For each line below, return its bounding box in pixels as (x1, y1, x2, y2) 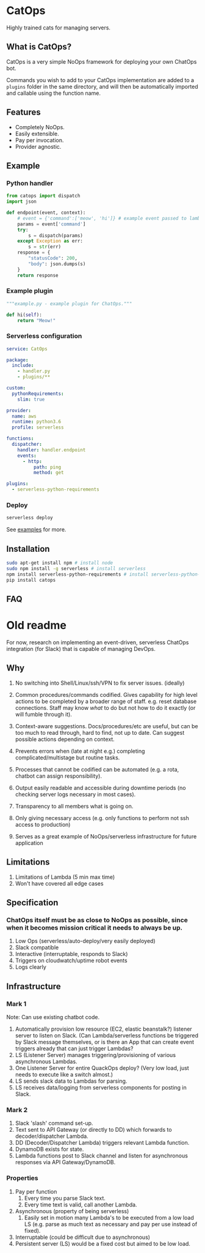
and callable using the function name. (6, 89, 101, 97)
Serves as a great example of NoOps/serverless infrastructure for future (15, 832, 197, 840)
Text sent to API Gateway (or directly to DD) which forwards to (15, 1126, 172, 1134)
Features (6, 107, 41, 118)
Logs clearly (15, 963, 47, 971)
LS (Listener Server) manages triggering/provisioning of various (15, 1051, 176, 1058)
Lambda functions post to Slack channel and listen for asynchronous (15, 1152, 188, 1159)
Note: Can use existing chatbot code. (6, 1013, 99, 1020)
